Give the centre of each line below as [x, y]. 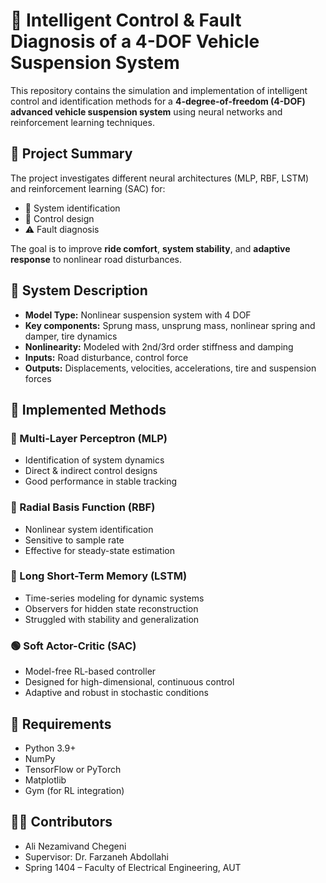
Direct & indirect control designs [91, 471]
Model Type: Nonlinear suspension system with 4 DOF [138, 315]
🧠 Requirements [61, 724]
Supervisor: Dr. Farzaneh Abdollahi [96, 856]
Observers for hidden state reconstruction [111, 608]
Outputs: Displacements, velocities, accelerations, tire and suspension [170, 368]
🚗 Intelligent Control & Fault [126, 20]
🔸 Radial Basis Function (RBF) [83, 507]
